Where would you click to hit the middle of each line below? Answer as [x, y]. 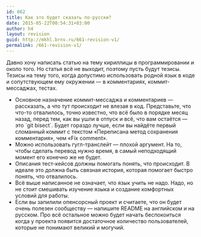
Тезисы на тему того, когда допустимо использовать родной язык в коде [101, 75]
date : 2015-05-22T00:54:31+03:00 [48, 23]
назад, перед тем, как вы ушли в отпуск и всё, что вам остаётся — [101, 118]
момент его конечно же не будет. [58, 157]
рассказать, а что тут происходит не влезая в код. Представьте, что [103, 106]
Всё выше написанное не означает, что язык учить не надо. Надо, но [104, 183]
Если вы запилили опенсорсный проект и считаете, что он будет [98, 202]
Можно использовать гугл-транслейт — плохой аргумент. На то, [98, 144]
